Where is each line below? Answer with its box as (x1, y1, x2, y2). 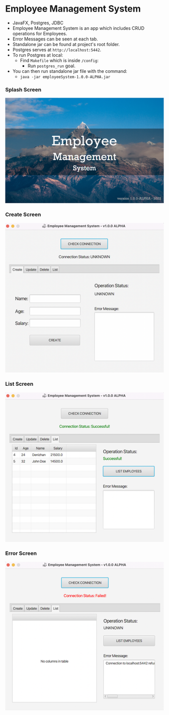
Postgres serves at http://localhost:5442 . (12, 47, 102, 53)
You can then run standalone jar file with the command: (12, 68, 127, 74)
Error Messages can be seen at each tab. (12, 36, 98, 42)
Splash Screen (5, 86, 42, 93)
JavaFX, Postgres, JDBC (12, 20, 64, 26)
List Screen (5, 380, 34, 387)
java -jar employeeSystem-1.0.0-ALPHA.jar (20, 74, 111, 79)
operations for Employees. (12, 30, 67, 36)
